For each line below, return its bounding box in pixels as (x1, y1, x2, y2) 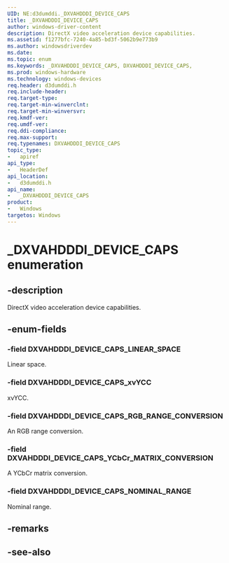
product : (7, 199, 33, 206)
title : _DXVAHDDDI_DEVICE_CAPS (7, 17, 99, 24)
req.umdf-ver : (7, 120, 49, 128)
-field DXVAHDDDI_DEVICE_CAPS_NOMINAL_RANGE (7, 487, 192, 497)
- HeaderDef (7, 166, 49, 173)
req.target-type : (7, 95, 58, 102)
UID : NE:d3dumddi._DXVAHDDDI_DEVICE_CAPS (7, 10, 130, 17)
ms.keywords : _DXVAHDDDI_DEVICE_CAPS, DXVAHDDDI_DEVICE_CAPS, (7, 62, 193, 69)
